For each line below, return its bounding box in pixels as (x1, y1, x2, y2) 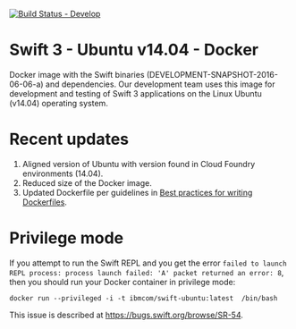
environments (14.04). (21, 168, 104, 179)
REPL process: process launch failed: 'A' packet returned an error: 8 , (9, 266, 284, 277)
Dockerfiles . (21, 197, 67, 207)
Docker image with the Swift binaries (9, 69, 145, 80)
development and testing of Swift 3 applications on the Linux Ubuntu (9, 88, 262, 98)
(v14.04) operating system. (9, 97, 109, 108)
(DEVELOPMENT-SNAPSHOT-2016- (146, 69, 279, 80)
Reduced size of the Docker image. (21, 177, 152, 188)
